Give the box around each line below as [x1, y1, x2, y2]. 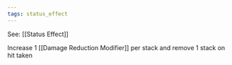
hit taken [7, 51, 33, 59]
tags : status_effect [7, 10, 69, 18]
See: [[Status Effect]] [7, 30, 69, 38]
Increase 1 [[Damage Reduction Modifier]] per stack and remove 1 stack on [7, 43, 226, 52]
